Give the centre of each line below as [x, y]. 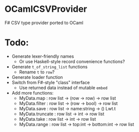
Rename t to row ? [37, 72]
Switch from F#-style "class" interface [51, 82]
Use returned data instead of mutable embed [63, 88]
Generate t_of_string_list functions [50, 66]
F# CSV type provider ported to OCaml [44, 23]
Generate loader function [37, 77]
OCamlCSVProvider [46, 9]
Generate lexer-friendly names [43, 56]
